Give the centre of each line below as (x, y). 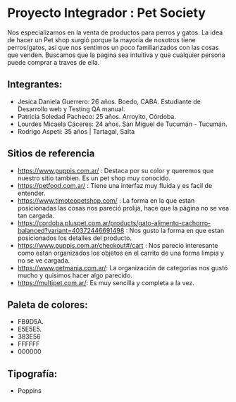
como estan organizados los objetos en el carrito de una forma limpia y (120, 253)
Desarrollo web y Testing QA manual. (71, 109)
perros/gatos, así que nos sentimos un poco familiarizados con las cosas (113, 47)
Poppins (30, 391)
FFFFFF (29, 344)
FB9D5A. (31, 322)
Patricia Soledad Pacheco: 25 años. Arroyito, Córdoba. (97, 116)
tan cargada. (36, 215)
